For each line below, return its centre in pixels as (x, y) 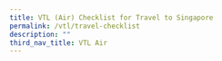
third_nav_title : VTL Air (58, 43)
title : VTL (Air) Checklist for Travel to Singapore (111, 17)
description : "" (40, 34)
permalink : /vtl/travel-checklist (75, 26)
